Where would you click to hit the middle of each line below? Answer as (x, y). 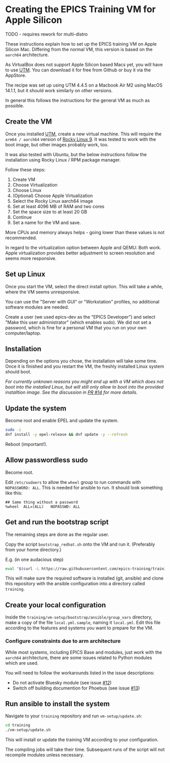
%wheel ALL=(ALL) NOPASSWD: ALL (43, 507)
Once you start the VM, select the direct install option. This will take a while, (84, 286)
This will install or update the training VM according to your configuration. (82, 740)
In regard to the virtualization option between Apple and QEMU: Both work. (83, 247)
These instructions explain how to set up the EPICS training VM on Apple (81, 44)
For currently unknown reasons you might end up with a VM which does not (84, 381)
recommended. (21, 238)
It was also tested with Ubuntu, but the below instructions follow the (76, 154)
